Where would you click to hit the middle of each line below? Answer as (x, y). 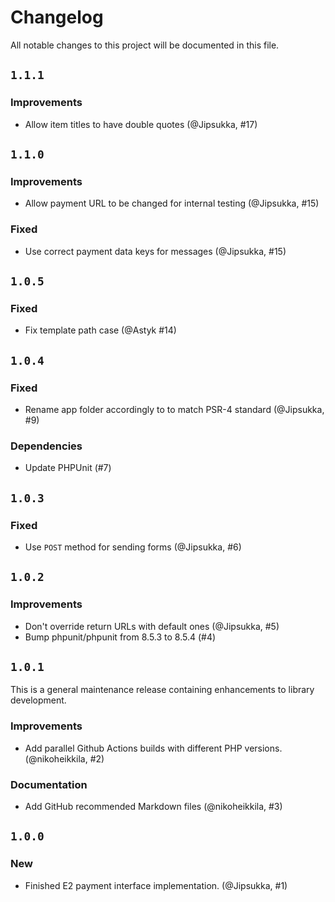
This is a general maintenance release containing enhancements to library (162, 690)
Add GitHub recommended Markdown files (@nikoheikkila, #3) (153, 807)
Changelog (57, 17)
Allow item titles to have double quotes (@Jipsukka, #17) (141, 124)
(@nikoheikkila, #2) (64, 758)
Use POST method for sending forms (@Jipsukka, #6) (133, 547)
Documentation (49, 784)
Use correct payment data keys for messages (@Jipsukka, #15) (155, 251)
